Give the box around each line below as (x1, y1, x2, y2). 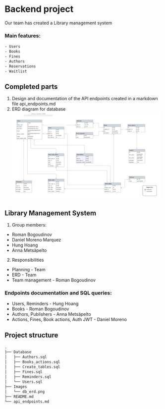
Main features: (4, 32, 41, 39)
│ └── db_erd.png (4, 389, 45, 395)
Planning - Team (11, 267, 46, 273)
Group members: (11, 222, 47, 228)
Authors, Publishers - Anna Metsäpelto (11, 311, 91, 317)
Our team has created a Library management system (4, 20, 112, 26)
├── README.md (4, 394, 34, 400)
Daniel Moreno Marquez (11, 237, 61, 243)
